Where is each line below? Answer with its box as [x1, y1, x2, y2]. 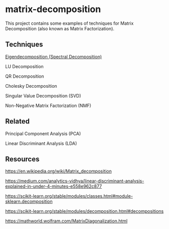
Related [5, 117, 30, 126]
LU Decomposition [5, 63, 44, 69]
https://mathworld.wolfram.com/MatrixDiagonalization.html [5, 218, 128, 224]
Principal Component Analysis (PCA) [5, 130, 81, 137]
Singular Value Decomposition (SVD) [5, 92, 81, 99]
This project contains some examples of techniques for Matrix [5, 20, 134, 26]
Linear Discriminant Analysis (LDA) [5, 140, 77, 146]
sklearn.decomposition [5, 198, 53, 205]
